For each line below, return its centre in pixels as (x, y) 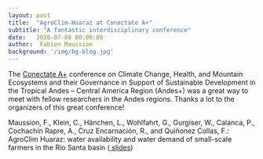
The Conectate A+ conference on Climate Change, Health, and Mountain (126, 74)
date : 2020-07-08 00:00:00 (56, 37)
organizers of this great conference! (66, 107)
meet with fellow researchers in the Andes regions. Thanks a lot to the (121, 99)
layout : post (29, 15)
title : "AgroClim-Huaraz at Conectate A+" (80, 23)
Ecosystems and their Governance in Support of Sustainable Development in (132, 82)
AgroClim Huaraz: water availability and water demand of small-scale (120, 139)
